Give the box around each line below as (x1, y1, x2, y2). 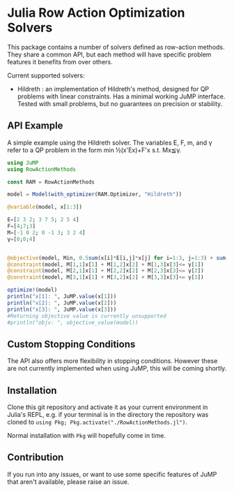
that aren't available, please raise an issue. (7, 477, 130, 486)
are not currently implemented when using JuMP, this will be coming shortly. (7, 365, 227, 373)
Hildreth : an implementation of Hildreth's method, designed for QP (17, 84, 210, 93)
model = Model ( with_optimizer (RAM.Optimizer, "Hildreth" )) (7, 191, 182, 198)
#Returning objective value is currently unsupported (7, 312, 167, 319)
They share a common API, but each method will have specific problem (7, 50, 212, 59)
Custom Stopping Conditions (7, 338, 136, 350)
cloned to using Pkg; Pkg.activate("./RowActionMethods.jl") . (7, 418, 188, 426)
